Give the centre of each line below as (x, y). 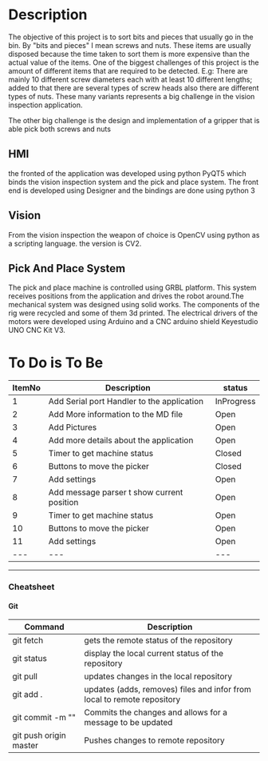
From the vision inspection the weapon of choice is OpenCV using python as (134, 234)
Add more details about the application (121, 440)
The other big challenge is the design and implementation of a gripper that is (134, 120)
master (25, 746)
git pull (25, 676)
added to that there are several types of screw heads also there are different (134, 88)
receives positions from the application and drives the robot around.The (126, 296)
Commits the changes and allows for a (156, 712)
